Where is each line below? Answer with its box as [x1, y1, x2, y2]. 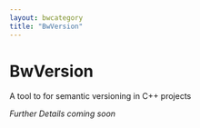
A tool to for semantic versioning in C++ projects [9, 91, 192, 102]
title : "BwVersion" [9, 22, 84, 31]
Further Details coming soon [9, 108, 116, 119]
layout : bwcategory [9, 13, 84, 23]
